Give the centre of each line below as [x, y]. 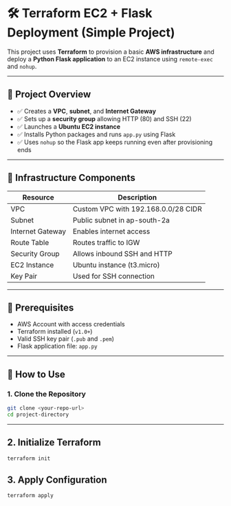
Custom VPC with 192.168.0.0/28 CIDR [137, 209]
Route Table [30, 242]
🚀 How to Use [36, 374]
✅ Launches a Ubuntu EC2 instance [69, 126]
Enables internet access [111, 231]
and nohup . [22, 66]
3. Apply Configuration [57, 479]
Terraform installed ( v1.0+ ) [55, 332]
